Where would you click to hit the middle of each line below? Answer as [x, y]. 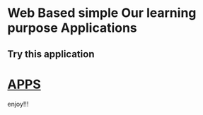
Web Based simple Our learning [102, 13]
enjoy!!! [18, 104]
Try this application [51, 54]
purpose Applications [72, 28]
